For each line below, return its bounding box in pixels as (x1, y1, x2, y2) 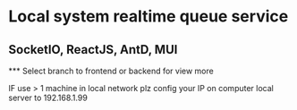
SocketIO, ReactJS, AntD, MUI (8, 42, 178, 57)
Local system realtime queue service (8, 6, 289, 27)
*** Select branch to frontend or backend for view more (8, 65, 214, 76)
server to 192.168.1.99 (8, 92, 89, 103)
